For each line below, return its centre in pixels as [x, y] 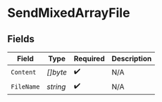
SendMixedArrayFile [69, 13]
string [56, 87]
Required [89, 59]
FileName [25, 87]
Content [24, 72]
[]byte [57, 72]
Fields [21, 39]
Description [132, 59]
